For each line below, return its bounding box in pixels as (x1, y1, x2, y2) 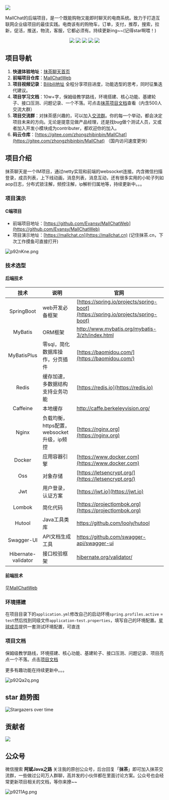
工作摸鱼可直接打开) (17, 238, 59, 244)
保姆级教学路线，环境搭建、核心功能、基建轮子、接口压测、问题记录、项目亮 (5, 650, 164, 656)
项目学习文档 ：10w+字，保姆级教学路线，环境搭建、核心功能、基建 (12, 93, 152, 99)
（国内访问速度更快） (106, 138, 150, 144)
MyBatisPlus (8, 352, 38, 359)
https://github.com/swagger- (76, 533, 146, 540)
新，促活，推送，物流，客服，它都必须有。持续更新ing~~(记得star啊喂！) (5, 28, 157, 33)
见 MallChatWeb (5, 585, 38, 591)
